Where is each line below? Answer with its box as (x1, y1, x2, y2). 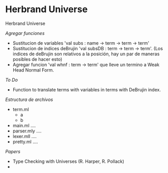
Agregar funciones (5, 30, 45, 36)
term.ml (12, 106, 29, 112)
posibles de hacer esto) (12, 56, 63, 62)
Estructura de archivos (5, 96, 53, 102)
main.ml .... (12, 122, 36, 128)
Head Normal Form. (12, 67, 54, 73)
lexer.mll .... (12, 133, 37, 139)
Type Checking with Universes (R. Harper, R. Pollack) (12, 158, 125, 164)
